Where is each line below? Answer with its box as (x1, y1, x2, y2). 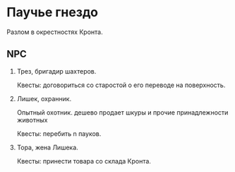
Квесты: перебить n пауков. (16, 129, 102, 138)
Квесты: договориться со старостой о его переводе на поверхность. (16, 81, 226, 89)
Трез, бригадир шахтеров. (16, 67, 97, 75)
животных (16, 115, 48, 124)
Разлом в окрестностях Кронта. (6, 28, 103, 36)
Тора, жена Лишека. (16, 143, 78, 151)
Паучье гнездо (6, 4, 98, 21)
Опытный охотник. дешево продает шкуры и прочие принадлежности (16, 108, 229, 117)
